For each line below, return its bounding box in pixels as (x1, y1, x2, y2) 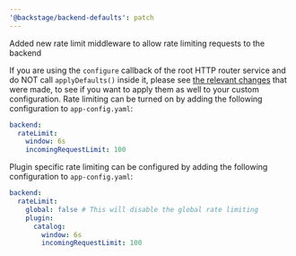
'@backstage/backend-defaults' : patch (9, 13, 154, 22)
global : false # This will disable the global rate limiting (25, 205, 258, 214)
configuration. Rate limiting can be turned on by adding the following (9, 93, 263, 104)
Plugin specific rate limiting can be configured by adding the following (9, 162, 268, 172)
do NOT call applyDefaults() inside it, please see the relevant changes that (9, 74, 287, 85)
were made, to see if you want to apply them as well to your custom (9, 84, 260, 94)
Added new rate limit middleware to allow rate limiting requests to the (9, 38, 266, 49)
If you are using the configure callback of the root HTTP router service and (9, 65, 287, 75)
